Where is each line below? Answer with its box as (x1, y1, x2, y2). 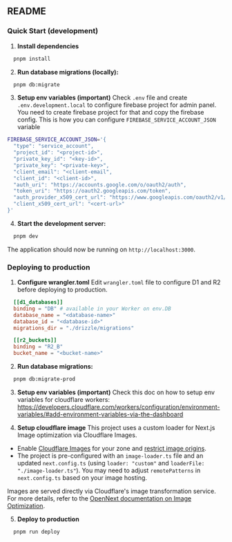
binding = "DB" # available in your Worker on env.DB (13, 305, 171, 312)
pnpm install (13, 55, 51, 62)
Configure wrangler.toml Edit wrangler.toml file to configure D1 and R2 (17, 278, 221, 287)
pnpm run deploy (13, 528, 60, 535)
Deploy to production (17, 514, 79, 523)
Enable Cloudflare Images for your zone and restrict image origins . (17, 444, 207, 452)
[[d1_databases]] (13, 299, 64, 306)
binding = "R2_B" (13, 343, 64, 351)
